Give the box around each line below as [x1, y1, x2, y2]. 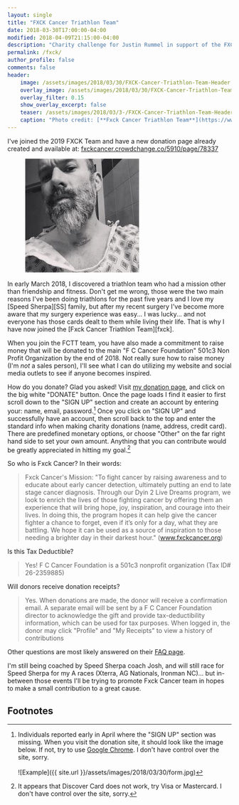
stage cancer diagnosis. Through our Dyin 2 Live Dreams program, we [24, 488, 231, 497]
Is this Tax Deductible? [7, 548, 74, 556]
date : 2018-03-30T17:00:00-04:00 [7, 26, 107, 33]
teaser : [20, 109, 43, 117]
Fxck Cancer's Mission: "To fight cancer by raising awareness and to [24, 473, 227, 481]
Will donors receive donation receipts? [7, 582, 120, 591]
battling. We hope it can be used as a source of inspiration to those [24, 526, 222, 535]
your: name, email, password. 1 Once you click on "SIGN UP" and [7, 405, 196, 415]
